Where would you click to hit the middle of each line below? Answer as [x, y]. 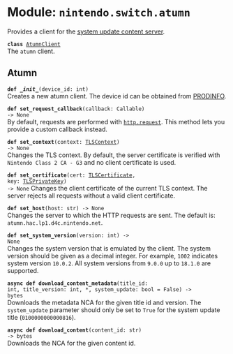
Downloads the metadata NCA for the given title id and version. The [104, 302]
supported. [23, 270]
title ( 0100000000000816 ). [42, 317]
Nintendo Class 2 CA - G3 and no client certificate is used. [92, 162]
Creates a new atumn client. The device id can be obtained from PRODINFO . [117, 96]
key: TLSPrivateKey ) [37, 181]
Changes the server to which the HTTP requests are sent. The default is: [112, 215]
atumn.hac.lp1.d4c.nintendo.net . [55, 222]
